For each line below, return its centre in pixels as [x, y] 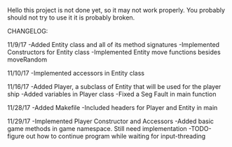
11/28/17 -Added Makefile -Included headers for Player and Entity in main [112, 107]
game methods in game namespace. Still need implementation [97, 128]
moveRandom [27, 59]
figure [16, 136]
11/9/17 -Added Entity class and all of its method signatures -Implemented [113, 44]
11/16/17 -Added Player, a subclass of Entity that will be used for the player [114, 86]
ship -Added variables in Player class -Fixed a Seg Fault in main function [112, 94]
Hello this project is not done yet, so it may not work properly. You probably [116, 10]
